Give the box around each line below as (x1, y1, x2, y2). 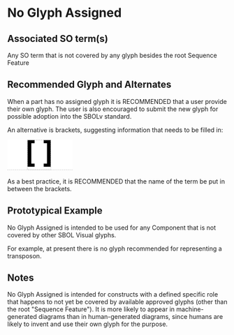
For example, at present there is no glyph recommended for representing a (7, 244, 222, 253)
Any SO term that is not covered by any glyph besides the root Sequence (7, 51, 218, 59)
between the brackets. (7, 184, 72, 193)
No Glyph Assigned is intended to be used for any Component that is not (7, 223, 217, 232)
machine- (175, 305, 204, 313)
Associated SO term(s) (7, 33, 108, 45)
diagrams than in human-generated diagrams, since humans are (38, 313, 224, 321)
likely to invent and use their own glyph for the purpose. (7, 320, 168, 329)
